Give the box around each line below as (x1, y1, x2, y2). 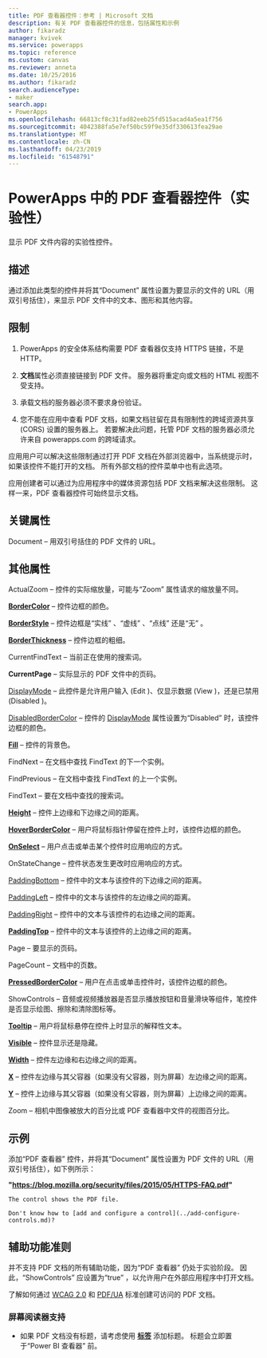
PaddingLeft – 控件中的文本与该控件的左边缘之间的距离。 (8, 892, 195, 902)
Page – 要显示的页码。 (8, 943, 82, 953)
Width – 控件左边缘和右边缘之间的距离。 (8, 1055, 142, 1065)
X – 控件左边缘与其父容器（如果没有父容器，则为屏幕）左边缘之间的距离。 (8, 1072, 252, 1081)
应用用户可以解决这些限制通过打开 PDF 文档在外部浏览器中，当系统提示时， (8, 451, 257, 461)
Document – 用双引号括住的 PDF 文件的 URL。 (8, 536, 160, 546)
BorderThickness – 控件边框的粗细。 (8, 636, 130, 645)
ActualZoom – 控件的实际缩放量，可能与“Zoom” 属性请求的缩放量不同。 (8, 585, 243, 594)
